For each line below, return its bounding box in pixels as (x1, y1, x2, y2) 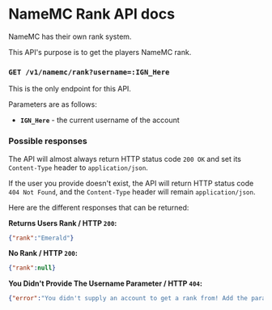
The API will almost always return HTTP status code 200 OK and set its (8, 154, 241, 163)
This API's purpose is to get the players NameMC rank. (8, 47, 192, 57)
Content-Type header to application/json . (8, 163, 148, 172)
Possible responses (8, 135, 87, 147)
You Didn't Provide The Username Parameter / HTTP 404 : (8, 278, 202, 288)
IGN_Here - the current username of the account (19, 115, 180, 125)
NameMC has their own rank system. (8, 32, 132, 41)
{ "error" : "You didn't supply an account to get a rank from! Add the (8, 295, 249, 303)
